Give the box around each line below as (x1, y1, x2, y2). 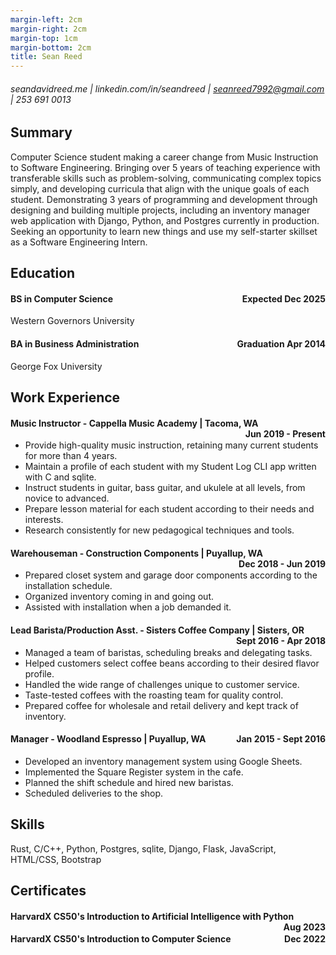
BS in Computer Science (10, 292, 114, 305)
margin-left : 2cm (10, 14, 83, 25)
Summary (10, 124, 73, 141)
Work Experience (10, 389, 121, 406)
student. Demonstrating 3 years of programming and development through (10, 193, 318, 205)
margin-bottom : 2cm (10, 42, 92, 53)
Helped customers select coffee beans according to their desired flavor (24, 657, 320, 669)
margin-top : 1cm (10, 33, 78, 43)
